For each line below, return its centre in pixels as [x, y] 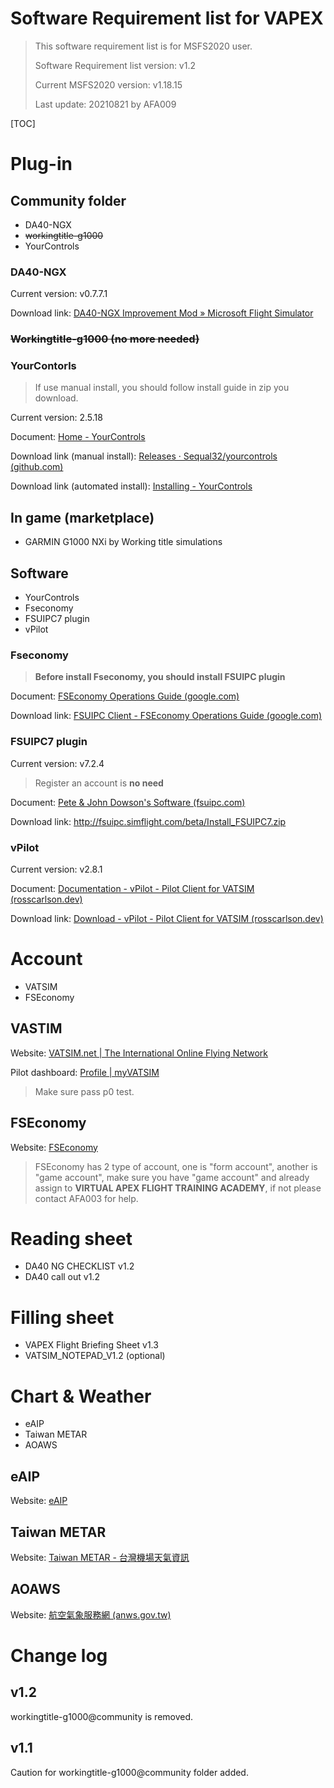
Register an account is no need [99, 783]
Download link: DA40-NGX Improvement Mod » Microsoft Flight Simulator [162, 313]
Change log [59, 1655]
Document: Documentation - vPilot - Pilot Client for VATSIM [132, 888]
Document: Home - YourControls [78, 437]
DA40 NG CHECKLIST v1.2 [79, 1266]
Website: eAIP [39, 1501]
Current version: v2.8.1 [56, 869]
